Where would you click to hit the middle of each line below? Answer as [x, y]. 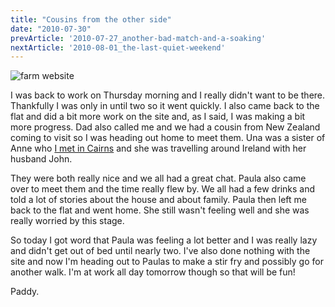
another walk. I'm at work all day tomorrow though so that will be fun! [153, 272]
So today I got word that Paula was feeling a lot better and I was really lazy [164, 240]
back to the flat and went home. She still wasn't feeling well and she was [160, 210]
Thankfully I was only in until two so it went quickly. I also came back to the [165, 106]
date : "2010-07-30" [51, 29]
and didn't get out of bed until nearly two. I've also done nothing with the [160, 251]
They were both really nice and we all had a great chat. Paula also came [158, 178]
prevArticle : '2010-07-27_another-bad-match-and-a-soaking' [138, 38]
